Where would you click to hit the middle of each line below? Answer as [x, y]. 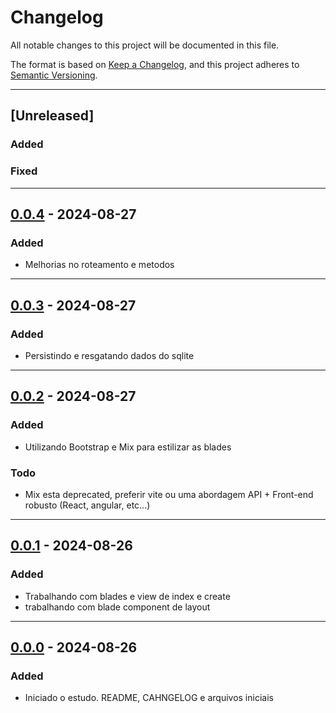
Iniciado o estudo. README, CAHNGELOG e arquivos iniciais [149, 698]
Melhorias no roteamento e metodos [99, 265]
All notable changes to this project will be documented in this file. [145, 45]
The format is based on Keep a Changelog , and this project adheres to [155, 64]
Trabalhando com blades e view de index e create [127, 596]
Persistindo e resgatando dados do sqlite [109, 355]
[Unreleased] [52, 116]
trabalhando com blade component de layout [117, 607]
